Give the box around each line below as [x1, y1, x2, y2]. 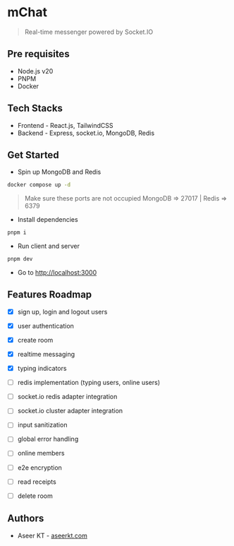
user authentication [17, 321, 74, 330]
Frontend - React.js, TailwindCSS [17, 121, 113, 129]
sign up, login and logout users [17, 307, 108, 316]
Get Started [7, 149, 59, 161]
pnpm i [7, 229, 27, 237]
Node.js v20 [17, 66, 54, 75]
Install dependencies [17, 215, 79, 224]
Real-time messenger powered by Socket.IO [24, 28, 154, 36]
